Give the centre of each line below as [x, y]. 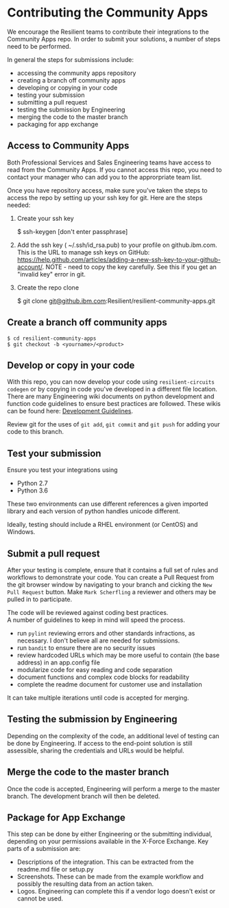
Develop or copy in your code [71, 365]
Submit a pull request [54, 553]
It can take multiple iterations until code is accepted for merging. [98, 698]
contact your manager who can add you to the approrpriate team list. [105, 177]
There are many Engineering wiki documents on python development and [111, 396]
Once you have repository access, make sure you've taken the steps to [107, 190]
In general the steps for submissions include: [70, 59]
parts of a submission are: [44, 849]
